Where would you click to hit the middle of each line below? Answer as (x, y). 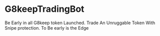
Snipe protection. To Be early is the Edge (47, 28)
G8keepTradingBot (44, 9)
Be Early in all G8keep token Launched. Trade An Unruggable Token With (80, 23)
